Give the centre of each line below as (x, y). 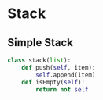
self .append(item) (66, 75)
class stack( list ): (39, 60)
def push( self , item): (59, 67)
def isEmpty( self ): (53, 82)
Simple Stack (40, 43)
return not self (62, 89)
